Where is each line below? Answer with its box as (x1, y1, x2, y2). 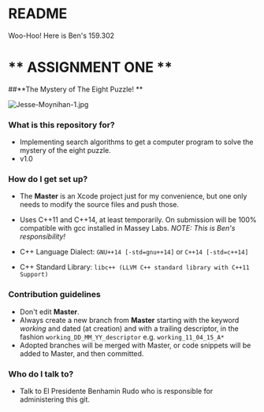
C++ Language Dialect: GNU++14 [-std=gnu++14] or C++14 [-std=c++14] (19, 247, 249, 257)
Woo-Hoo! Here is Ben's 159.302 (8, 31, 115, 40)
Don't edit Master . (19, 306, 80, 316)
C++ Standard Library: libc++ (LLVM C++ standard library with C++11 (19, 262, 250, 272)
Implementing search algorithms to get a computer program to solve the (19, 137, 254, 147)
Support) (19, 271, 49, 279)
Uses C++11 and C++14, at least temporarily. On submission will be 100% (19, 215, 258, 225)
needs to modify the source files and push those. (19, 200, 180, 210)
